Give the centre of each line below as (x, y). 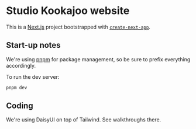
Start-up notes (33, 45)
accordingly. (21, 65)
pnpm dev (17, 88)
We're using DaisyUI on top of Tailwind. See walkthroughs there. (84, 120)
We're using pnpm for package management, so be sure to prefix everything (98, 59)
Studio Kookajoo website (68, 11)
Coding (20, 106)
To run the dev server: (33, 76)
